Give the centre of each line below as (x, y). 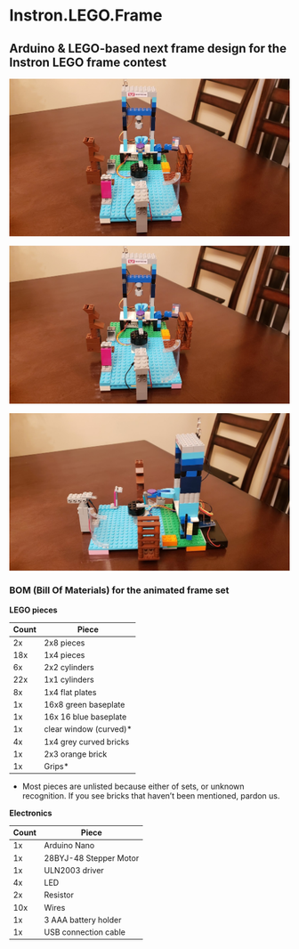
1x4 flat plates (70, 692)
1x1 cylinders (69, 680)
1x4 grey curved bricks (87, 742)
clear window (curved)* (88, 729)
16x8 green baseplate (85, 704)
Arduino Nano (69, 846)
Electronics (31, 813)
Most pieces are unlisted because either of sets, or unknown (133, 786)
